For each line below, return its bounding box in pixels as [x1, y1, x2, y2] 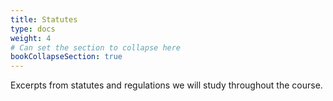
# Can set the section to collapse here [10, 42, 182, 53]
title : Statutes [10, 14, 78, 25]
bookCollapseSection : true [10, 52, 123, 62]
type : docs [10, 24, 56, 34]
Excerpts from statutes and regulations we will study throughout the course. [10, 79, 323, 91]
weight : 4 [10, 33, 52, 43]
